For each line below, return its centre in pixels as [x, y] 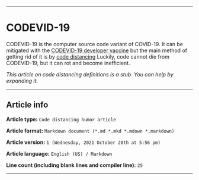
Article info [27, 105]
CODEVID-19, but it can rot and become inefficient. [68, 63]
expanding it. [22, 81]
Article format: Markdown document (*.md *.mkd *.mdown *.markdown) [90, 130]
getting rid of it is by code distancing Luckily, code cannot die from [88, 56]
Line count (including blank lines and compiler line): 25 [75, 165]
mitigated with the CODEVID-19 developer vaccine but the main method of [97, 50]
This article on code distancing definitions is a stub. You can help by [90, 74]
